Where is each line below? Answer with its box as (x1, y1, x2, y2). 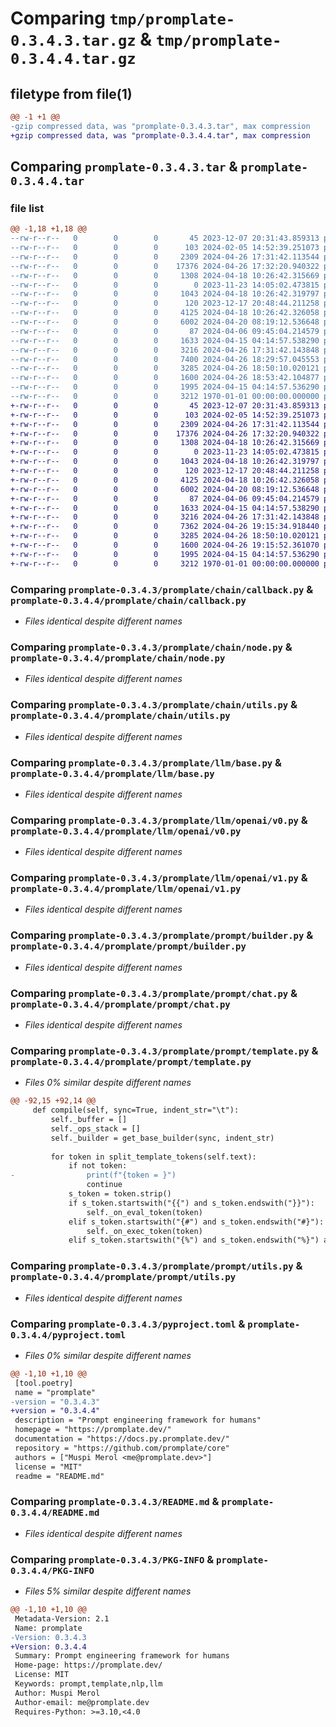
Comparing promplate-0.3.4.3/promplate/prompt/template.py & (10, 1043, 319, 1057)
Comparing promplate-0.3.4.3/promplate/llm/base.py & (10, 755, 283, 769)
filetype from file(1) (10, 85, 133, 102)
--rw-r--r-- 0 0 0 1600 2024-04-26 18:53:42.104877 (10, 373, 320, 383)
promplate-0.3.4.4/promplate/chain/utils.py (10, 710, 231, 722)
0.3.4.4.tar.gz (10, 50, 137, 69)
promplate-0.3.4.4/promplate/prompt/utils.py (10, 1272, 237, 1283)
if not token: (68, 1161, 128, 1171)
